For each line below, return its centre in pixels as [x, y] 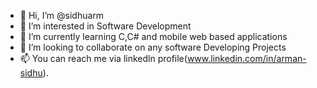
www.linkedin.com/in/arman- [246, 58]
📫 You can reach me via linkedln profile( [103, 58]
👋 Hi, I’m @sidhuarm [62, 15]
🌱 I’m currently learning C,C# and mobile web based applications [153, 36]
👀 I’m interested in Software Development [105, 26]
